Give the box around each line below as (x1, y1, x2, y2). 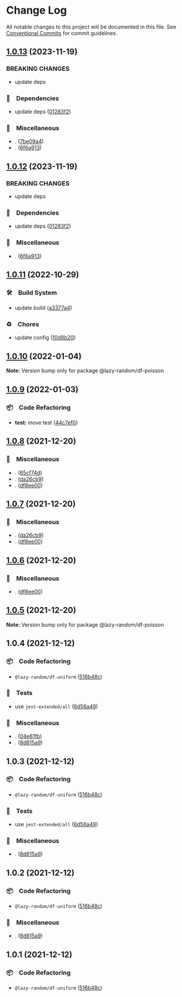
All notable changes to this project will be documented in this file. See (6, 23, 177, 30)
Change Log (6, 4, 67, 17)
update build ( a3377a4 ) (14, 304, 72, 312)
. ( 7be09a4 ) (14, 138, 44, 145)
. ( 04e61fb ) (14, 732, 42, 740)
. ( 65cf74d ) (14, 469, 43, 476)
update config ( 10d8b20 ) (14, 334, 76, 341)
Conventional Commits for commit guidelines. (6, 29, 117, 36)
